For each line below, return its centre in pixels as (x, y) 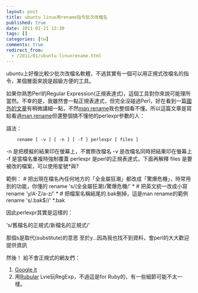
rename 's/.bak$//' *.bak (35, 200)
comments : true (25, 45)
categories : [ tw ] (27, 39)
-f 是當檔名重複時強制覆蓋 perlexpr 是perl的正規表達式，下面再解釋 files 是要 (99, 158)
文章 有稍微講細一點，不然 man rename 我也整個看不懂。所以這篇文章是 (102, 108)
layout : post (22, 12)
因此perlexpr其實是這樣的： (40, 212)
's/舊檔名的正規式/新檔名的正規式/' (48, 225)
